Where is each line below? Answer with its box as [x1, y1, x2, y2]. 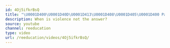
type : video [5, 30, 30, 35]
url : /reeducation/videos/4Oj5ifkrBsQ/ [5, 35, 90, 40]
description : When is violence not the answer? [5, 16, 108, 21]
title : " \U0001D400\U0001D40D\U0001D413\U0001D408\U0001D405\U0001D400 [5, 12, 159, 17]
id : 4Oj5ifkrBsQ [5, 7, 39, 12]
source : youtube [5, 21, 39, 26]
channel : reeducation [5, 26, 51, 31]
